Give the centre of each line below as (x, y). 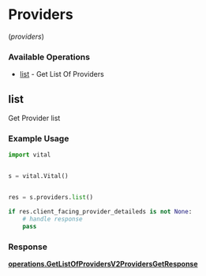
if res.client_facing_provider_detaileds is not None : (100, 211)
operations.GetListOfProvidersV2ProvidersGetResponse (103, 263)
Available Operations (49, 57)
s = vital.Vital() (38, 176)
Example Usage (39, 138)
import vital (30, 155)
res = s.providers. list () (51, 198)
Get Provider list (34, 118)
